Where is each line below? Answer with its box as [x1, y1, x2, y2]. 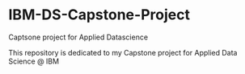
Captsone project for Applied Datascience [8, 32, 148, 42]
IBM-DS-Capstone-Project [8, 6, 190, 24]
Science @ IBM [8, 56, 59, 66]
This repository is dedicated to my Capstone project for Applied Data [8, 47, 238, 57]
